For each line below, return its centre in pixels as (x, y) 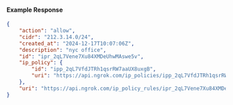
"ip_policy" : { (41, 63)
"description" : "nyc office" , (63, 50)
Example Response (35, 10)
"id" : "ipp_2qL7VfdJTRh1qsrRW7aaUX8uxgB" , (94, 69)
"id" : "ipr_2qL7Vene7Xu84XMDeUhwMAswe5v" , (81, 56)
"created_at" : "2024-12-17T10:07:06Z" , (77, 44)
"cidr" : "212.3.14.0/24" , (57, 37)
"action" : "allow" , (47, 31)
